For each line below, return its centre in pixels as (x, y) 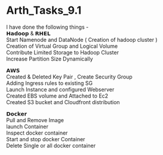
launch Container (27, 126)
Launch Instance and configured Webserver (60, 89)
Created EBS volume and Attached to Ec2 (57, 96)
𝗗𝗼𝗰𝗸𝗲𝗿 (17, 114)
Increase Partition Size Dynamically (50, 59)
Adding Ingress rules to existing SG (50, 83)
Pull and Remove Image (35, 120)
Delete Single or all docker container (51, 145)
